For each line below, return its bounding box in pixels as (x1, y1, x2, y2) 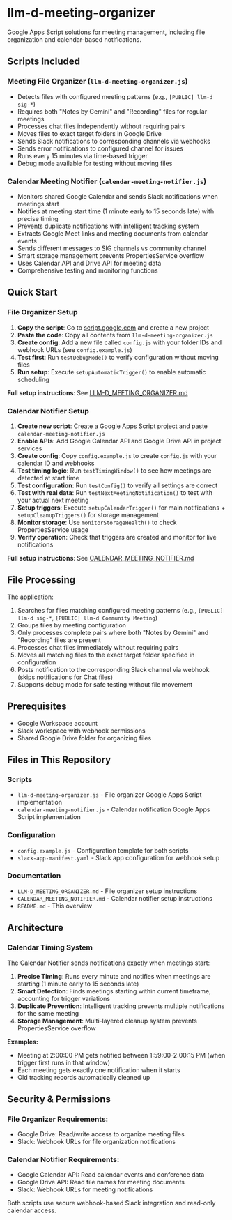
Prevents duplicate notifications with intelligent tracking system (17, 222, 200, 230)
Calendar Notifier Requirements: (7, 1155, 120, 1165)
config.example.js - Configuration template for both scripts (17, 846, 189, 855)
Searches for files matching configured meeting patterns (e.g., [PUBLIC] (17, 606, 224, 614)
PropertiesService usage (17, 525, 89, 534)
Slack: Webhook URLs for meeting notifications (17, 1185, 153, 1194)
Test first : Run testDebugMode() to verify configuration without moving (17, 353, 219, 361)
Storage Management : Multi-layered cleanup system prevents (17, 1016, 197, 1025)
